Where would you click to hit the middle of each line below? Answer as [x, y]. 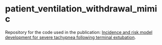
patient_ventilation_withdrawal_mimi [81, 9]
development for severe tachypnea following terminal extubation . [71, 37]
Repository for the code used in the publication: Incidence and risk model [79, 32]
